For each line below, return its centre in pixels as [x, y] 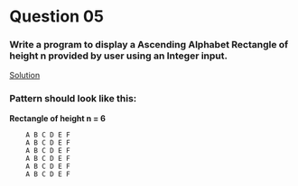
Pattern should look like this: [73, 99]
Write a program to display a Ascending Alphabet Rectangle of [149, 45]
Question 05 [56, 17]
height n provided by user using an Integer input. [119, 56]
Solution [25, 75]
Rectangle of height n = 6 [58, 118]
